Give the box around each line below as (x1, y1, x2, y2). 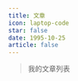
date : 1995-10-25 (8, 33, 66, 42)
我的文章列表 (27, 64, 70, 74)
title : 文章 (8, 11, 45, 20)
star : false (8, 26, 48, 34)
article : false (8, 41, 59, 49)
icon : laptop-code (8, 19, 69, 27)
